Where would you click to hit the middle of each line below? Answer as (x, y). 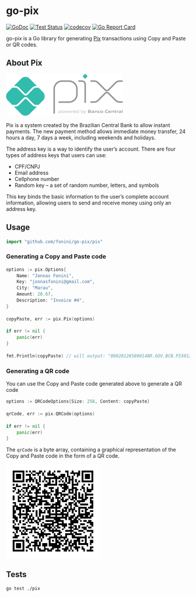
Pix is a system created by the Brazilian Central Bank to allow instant (88, 125)
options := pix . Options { (36, 269)
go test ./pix (23, 589)
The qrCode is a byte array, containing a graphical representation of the (91, 450)
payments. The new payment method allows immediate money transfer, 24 (96, 131)
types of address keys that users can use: (56, 155)
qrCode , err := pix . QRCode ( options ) (50, 414)
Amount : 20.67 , (35, 294)
